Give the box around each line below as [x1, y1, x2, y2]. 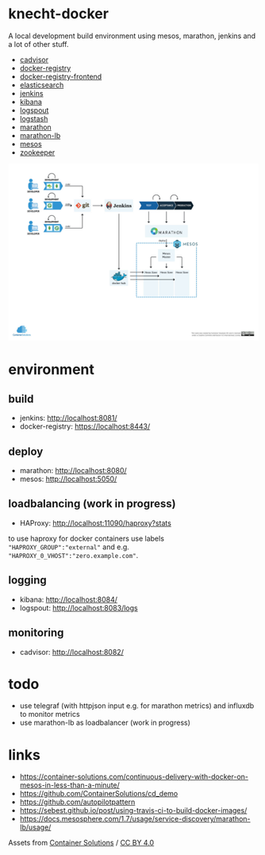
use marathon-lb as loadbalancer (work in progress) [19, 718, 190, 727]
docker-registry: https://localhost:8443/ [19, 422, 151, 431]
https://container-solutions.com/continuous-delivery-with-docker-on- [19, 772, 248, 782]
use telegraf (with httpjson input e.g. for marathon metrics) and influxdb [19, 701, 255, 711]
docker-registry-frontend [19, 71, 102, 81]
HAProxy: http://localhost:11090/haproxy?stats [19, 518, 172, 528]
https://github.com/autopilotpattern [19, 797, 136, 807]
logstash [19, 114, 48, 123]
